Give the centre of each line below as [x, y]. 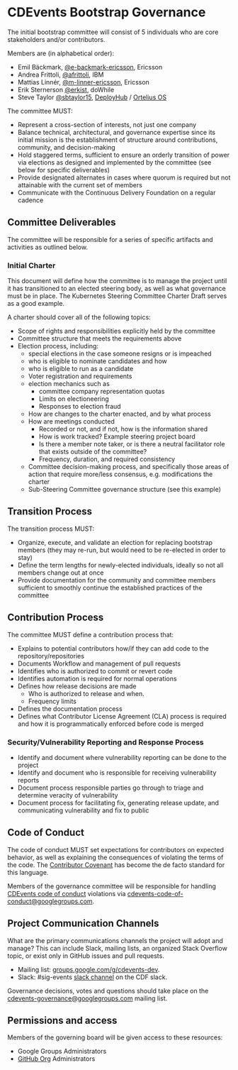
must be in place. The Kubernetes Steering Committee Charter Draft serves [117, 296]
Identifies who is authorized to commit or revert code [95, 671]
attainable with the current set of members [80, 184]
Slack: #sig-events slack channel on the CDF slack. [92, 977]
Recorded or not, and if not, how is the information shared [123, 429]
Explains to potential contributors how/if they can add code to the [113, 648]
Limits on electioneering [74, 399]
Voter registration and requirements [80, 376]
